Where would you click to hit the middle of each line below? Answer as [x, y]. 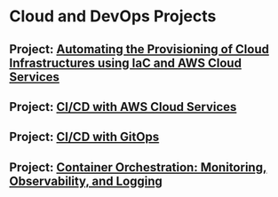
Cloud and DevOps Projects [113, 16]
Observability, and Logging [86, 181]
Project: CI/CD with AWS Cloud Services [123, 107]
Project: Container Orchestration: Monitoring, [138, 167]
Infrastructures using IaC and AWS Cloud [126, 63]
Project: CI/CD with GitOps [84, 137]
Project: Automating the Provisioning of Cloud [139, 49]
